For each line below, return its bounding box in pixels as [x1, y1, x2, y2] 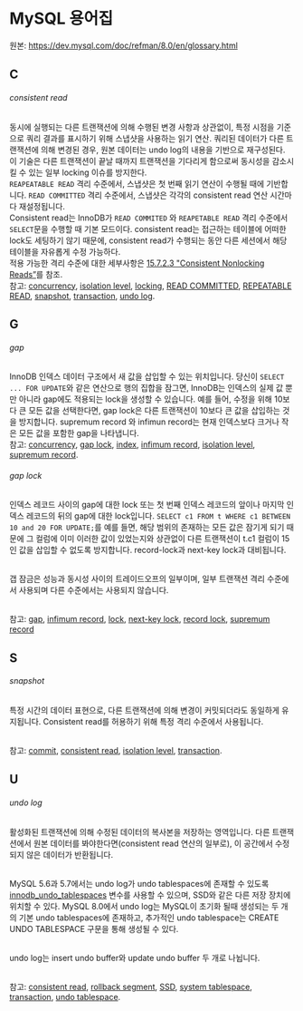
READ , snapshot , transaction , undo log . [9, 290, 156, 301]
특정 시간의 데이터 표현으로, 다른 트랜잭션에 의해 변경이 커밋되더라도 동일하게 [9, 705, 280, 715]
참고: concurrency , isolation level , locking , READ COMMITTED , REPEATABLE [9, 280, 292, 291]
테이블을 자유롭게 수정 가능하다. [9, 246, 121, 257]
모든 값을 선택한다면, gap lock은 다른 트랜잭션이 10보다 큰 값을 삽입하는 [28, 405, 280, 416]
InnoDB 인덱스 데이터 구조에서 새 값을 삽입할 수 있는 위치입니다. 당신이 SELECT [9, 371, 285, 382]
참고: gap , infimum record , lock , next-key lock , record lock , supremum [9, 614, 270, 625]
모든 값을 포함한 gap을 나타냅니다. [18, 428, 140, 439]
